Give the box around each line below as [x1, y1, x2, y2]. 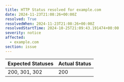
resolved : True [5, 16, 37, 21]
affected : [5, 35, 26, 40]
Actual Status [58, 60, 91, 67]
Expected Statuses [7, 60, 54, 67]
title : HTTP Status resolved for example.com [5, 7, 101, 12]
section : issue [5, 44, 37, 49]
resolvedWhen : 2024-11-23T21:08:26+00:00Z [5, 21, 95, 26]
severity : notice [5, 30, 41, 35]
